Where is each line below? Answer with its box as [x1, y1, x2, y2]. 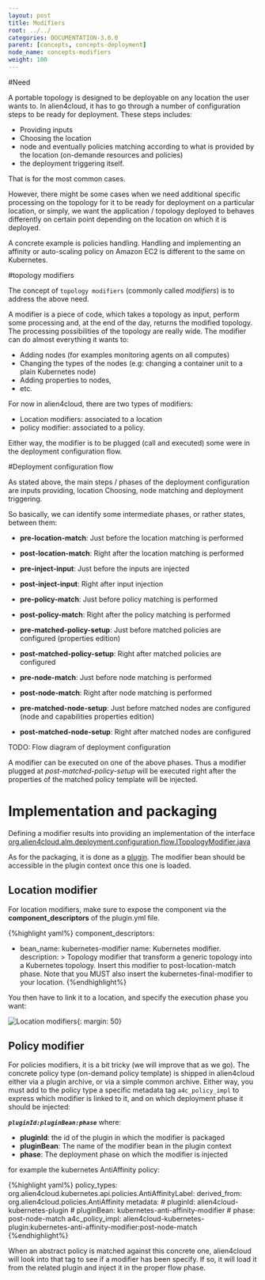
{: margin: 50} [76, 1016, 123, 1026]
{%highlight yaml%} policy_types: [8, 1180, 118, 1190]
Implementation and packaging [8, 803, 218, 820]
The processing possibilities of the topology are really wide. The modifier [8, 326, 247, 336]
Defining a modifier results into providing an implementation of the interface [8, 828, 256, 838]
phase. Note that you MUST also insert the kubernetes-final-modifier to [19, 969, 253, 978]
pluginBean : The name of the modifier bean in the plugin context [19, 1141, 232, 1151]
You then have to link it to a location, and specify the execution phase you [8, 993, 248, 1002]
